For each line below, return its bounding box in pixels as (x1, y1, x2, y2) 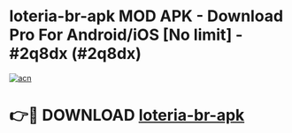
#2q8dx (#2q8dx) (9, 44, 142, 63)
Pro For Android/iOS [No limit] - (9, 25, 243, 45)
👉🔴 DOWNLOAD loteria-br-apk (9, 106, 245, 125)
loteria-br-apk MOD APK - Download (9, 6, 284, 26)
